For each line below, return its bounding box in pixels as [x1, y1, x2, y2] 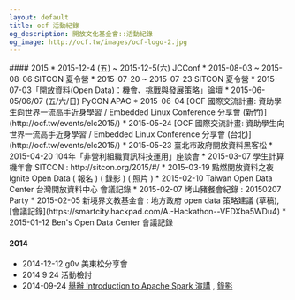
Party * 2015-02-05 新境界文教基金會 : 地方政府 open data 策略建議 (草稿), [9, 195, 280, 206]
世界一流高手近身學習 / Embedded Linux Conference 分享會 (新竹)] [24, 107, 268, 117]
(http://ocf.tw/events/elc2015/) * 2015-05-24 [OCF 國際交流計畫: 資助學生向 [9, 118, 285, 129]
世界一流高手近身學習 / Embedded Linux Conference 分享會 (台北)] [9, 129, 252, 139]
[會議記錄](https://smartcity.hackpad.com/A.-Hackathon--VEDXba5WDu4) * [9, 206, 287, 217]
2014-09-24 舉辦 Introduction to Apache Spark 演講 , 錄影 [21, 281, 233, 291]
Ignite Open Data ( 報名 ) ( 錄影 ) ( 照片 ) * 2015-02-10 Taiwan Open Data [9, 173, 273, 184]
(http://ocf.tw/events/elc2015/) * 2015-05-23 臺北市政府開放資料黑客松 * [9, 140, 274, 151]
